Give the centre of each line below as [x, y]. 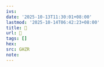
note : [12, 55]
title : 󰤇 [17, 28]
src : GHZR [18, 50]
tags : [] [17, 38]
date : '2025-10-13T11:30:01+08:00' [49, 17]
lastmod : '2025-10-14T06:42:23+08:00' [53, 22]
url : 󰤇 [14, 33]
